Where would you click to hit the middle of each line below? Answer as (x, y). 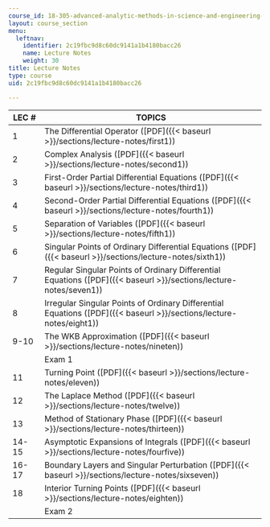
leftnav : (30, 38)
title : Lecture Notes (45, 68)
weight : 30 (41, 61)
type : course (30, 76)
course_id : (27, 16)
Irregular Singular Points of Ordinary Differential (134, 303)
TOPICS (151, 117)
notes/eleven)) (72, 382)
